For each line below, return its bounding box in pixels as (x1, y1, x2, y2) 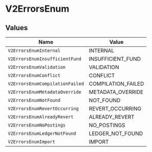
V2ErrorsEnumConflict (8, 72, 60, 78)
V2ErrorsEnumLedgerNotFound (8, 131, 76, 136)
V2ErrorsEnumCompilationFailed (8, 81, 84, 87)
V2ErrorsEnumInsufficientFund (8, 56, 82, 62)
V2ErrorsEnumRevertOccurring (8, 106, 79, 111)
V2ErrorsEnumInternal (8, 48, 60, 54)
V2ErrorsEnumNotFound (8, 97, 60, 103)
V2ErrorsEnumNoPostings (8, 122, 66, 128)
